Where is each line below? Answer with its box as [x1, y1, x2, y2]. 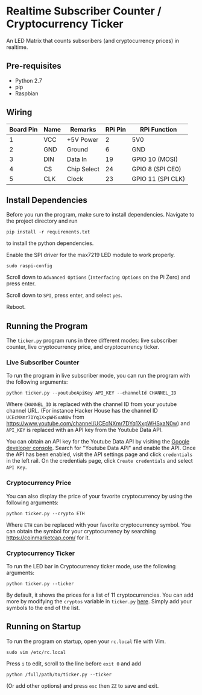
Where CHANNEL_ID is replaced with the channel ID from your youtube [6, 401, 177, 408]
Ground [66, 145, 89, 153]
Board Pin [9, 125, 38, 133]
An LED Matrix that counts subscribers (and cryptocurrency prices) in [6, 37, 180, 44]
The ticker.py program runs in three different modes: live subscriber [6, 337, 178, 344]
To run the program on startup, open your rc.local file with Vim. [6, 638, 166, 645]
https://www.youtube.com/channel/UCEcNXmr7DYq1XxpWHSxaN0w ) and [6, 420, 191, 427]
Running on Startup [6, 621, 81, 632]
